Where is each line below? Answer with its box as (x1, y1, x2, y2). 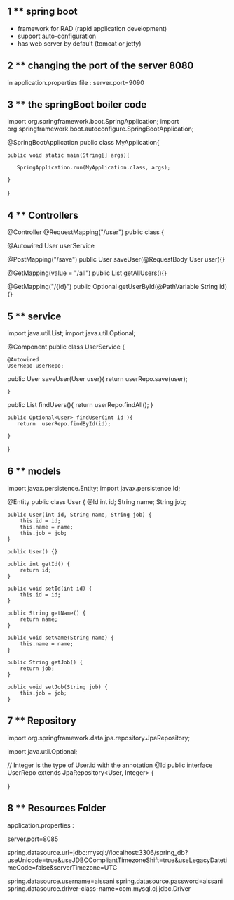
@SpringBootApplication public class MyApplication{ (7, 139, 160, 147)
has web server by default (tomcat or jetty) (17, 39, 142, 48)
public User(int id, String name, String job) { (7, 511, 152, 518)
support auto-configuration (17, 32, 97, 40)
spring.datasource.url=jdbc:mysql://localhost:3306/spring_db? (7, 848, 188, 856)
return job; (20, 664, 55, 672)
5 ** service (7, 310, 62, 322)
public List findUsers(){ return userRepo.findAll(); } (7, 401, 153, 409)
